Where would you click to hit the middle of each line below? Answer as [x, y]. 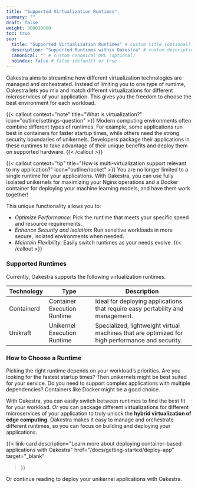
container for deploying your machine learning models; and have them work [98, 188]
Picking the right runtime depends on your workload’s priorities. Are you [93, 371]
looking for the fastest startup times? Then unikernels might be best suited [97, 377]
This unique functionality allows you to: [54, 206]
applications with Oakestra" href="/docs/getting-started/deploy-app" [90, 450]
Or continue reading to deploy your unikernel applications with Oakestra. [94, 479]
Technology [26, 291]
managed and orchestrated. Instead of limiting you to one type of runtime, [96, 84]
